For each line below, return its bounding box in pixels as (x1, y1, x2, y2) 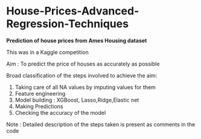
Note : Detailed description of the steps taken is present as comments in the (6, 120, 196, 128)
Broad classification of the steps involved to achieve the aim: (6, 72, 158, 79)
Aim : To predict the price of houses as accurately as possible (6, 60, 160, 67)
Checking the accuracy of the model (14, 109, 106, 116)
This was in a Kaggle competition (6, 48, 89, 55)
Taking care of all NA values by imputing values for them (14, 83, 156, 91)
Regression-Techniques (6, 17, 129, 31)
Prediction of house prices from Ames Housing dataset (6, 37, 147, 44)
